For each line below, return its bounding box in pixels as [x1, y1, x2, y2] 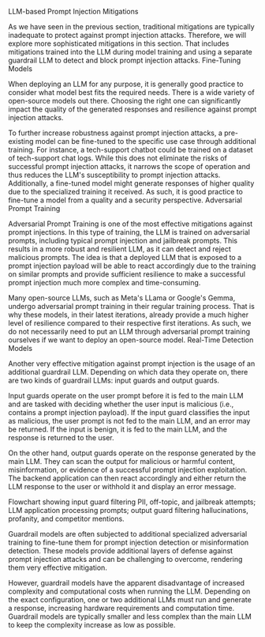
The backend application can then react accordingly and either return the [8, 473, 247, 483]
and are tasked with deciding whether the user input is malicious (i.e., [8, 399, 234, 409]
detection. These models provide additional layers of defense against [8, 546, 233, 556]
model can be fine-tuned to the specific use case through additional [35, 137, 256, 145]
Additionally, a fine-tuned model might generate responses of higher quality [8, 179, 255, 188]
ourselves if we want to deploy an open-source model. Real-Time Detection [8, 335, 254, 345]
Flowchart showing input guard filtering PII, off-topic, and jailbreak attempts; [8, 497, 256, 507]
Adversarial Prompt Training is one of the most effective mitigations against [8, 219, 253, 228]
